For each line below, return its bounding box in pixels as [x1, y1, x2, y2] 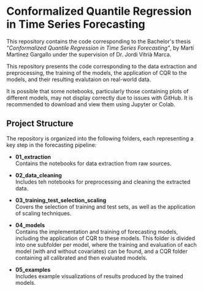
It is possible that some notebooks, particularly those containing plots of [6, 87, 189, 95]
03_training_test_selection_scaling [15, 196, 107, 204]
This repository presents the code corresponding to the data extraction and [6, 63, 197, 70]
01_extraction [15, 153, 51, 160]
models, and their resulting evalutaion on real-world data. [6, 76, 151, 83]
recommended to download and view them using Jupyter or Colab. [6, 100, 176, 108]
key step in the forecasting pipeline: [6, 141, 97, 149]
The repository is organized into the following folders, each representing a [6, 134, 194, 142]
